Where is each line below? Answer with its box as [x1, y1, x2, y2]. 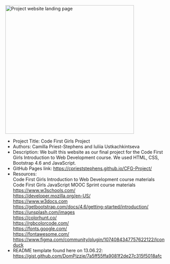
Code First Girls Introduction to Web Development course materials [12, 177, 155, 182]
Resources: [12, 171, 37, 177]
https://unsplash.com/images [12, 209, 75, 215]
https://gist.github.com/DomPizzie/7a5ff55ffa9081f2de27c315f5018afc [12, 253, 162, 259]
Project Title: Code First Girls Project [12, 138, 90, 144]
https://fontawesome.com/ [12, 231, 69, 237]
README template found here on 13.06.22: [12, 248, 103, 253]
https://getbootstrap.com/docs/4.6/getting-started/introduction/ [12, 204, 149, 209]
